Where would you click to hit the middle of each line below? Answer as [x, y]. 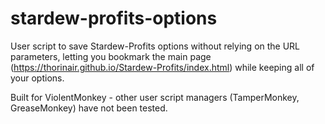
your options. [37, 78]
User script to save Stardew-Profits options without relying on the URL [155, 46]
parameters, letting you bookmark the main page [111, 56]
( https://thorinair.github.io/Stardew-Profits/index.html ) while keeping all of [162, 67]
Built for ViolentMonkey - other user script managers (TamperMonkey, [155, 97]
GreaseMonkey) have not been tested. [89, 108]
